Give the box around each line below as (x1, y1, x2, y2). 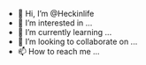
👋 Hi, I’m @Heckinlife (17, 9, 95, 18)
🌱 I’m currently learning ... (17, 27, 112, 37)
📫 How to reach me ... (17, 47, 100, 56)
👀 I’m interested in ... (17, 18, 93, 28)
